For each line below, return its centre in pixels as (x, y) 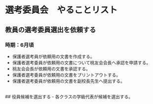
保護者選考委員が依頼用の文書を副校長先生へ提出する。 (68, 81)
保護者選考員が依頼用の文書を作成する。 (53, 56)
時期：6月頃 (19, 45)
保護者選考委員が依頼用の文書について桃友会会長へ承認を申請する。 (81, 62)
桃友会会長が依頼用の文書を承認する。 (51, 69)
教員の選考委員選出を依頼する (51, 30)
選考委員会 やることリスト (61, 10)
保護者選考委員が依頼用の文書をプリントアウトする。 (66, 75)
